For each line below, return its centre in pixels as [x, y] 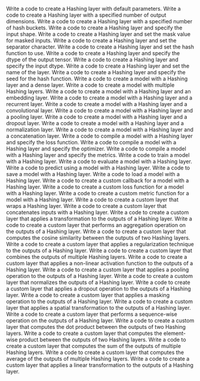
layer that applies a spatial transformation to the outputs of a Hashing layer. [99, 308]
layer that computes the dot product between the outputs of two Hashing [96, 327]
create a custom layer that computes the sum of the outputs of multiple [93, 346]
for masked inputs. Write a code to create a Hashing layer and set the [91, 40]
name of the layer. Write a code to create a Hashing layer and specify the [96, 72]
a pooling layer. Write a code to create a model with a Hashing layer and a [97, 117]
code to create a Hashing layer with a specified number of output [86, 15]
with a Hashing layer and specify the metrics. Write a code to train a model [98, 155]
